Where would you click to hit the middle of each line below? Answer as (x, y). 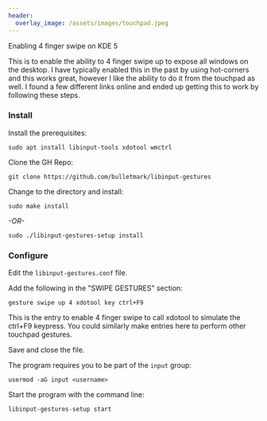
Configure (28, 255)
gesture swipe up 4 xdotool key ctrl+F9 (76, 303)
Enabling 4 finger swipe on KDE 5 (63, 45)
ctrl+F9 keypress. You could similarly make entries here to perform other (127, 326)
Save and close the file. (46, 350)
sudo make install (39, 206)
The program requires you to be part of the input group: (100, 365)
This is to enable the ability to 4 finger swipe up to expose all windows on (128, 61)
